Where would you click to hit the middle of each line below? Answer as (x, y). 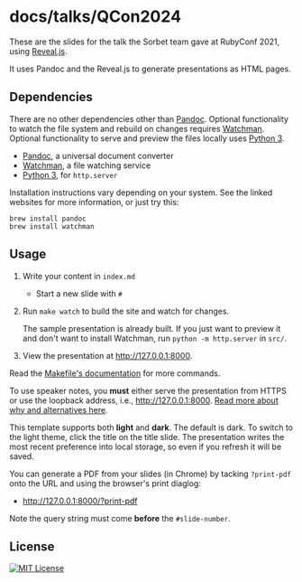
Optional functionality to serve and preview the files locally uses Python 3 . (147, 138)
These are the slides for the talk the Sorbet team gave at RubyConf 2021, (145, 42)
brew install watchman (52, 226)
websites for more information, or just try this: (94, 202)
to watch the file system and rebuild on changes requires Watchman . (137, 128)
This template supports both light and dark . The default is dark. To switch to (151, 427)
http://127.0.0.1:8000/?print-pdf (80, 501)
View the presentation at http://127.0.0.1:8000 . (107, 355)
